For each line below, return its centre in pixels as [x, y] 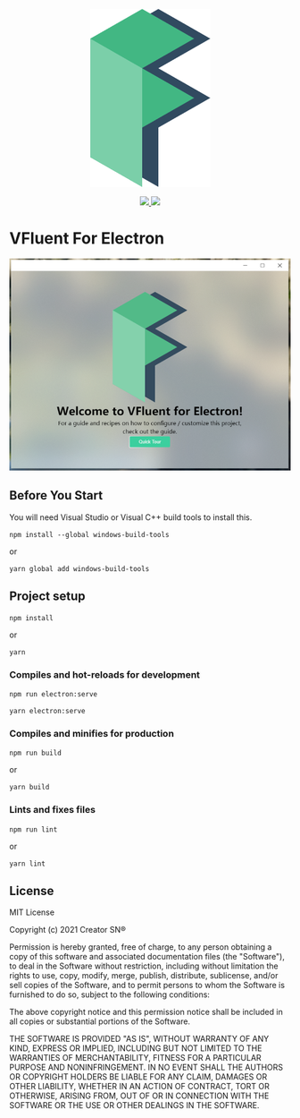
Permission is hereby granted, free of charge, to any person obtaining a [141, 947]
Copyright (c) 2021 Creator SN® [68, 930]
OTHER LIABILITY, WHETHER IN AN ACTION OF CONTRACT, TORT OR [139, 1087]
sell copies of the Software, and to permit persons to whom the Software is [147, 986]
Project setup [48, 597]
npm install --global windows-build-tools [89, 534]
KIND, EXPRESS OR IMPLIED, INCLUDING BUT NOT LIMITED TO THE [136, 1048]
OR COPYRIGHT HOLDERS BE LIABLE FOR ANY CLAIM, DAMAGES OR [138, 1077]
